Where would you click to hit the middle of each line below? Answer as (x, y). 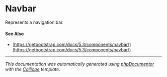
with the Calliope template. (33, 69)
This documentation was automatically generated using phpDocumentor (80, 64)
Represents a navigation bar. (34, 22)
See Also (14, 34)
